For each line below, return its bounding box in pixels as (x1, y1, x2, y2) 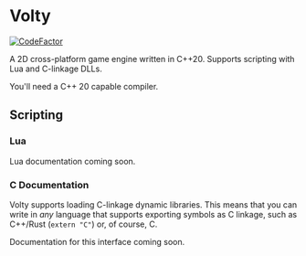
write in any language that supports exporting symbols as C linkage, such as (9, 208, 298, 219)
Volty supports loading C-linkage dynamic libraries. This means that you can (9, 198, 298, 210)
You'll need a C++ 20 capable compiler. (9, 80, 159, 91)
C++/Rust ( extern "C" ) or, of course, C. (9, 219, 158, 229)
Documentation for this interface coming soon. (9, 236, 185, 247)
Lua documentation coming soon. (9, 155, 136, 166)
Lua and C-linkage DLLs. (9, 63, 102, 74)
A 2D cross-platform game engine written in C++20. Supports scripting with (9, 53, 295, 64)
